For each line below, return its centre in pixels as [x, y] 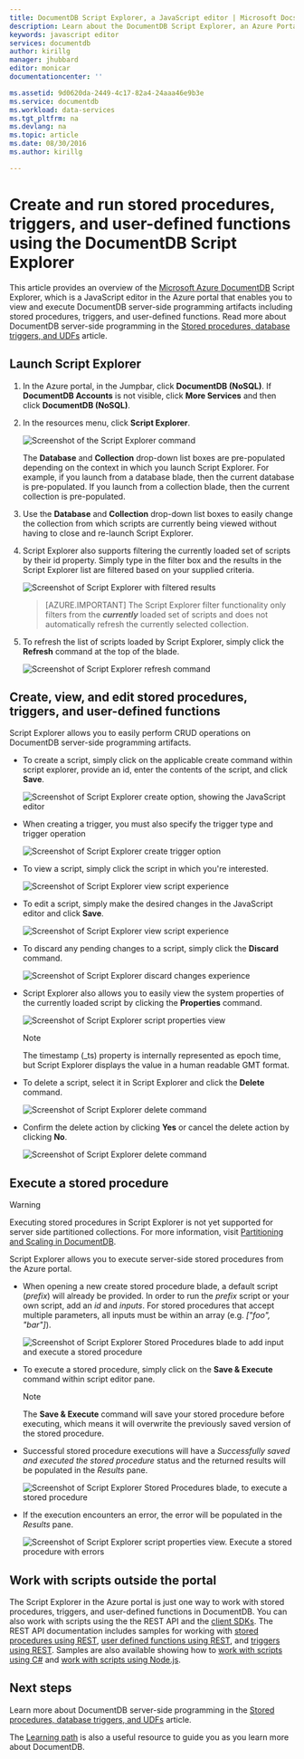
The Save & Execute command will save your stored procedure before [153, 1414]
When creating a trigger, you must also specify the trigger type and [148, 824]
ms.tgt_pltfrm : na [44, 119]
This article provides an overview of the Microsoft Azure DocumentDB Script [152, 287]
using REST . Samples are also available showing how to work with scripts [146, 1649]
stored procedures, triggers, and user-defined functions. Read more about [148, 316]
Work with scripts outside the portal [113, 1580]
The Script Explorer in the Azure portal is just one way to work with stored [147, 1601]
